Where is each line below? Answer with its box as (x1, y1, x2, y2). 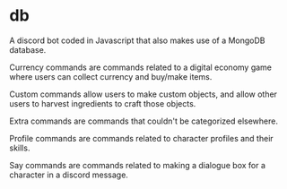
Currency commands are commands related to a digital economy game (9, 62, 272, 73)
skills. (9, 142, 30, 153)
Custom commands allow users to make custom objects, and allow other (9, 89, 278, 99)
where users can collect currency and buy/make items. (9, 71, 213, 82)
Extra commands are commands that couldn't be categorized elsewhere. (9, 116, 278, 126)
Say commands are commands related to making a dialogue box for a (9, 159, 266, 170)
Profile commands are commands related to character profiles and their (9, 133, 274, 143)
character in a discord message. (9, 169, 128, 180)
